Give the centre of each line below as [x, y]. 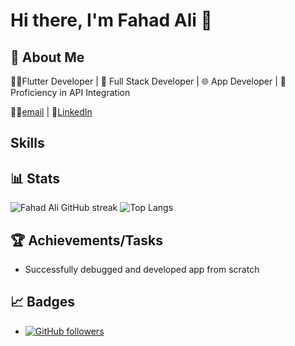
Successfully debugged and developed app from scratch [142, 270]
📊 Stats [35, 178]
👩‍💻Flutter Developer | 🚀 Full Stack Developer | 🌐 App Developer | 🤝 [148, 81]
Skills [27, 143]
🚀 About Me [47, 57]
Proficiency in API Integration [70, 92]
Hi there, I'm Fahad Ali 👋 [111, 20]
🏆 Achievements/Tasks [86, 240]
